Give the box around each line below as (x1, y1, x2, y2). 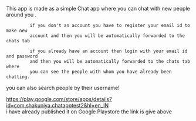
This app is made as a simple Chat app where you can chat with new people (6, 5, 190, 12)
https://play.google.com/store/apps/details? (6, 96, 113, 102)
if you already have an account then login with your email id (29, 48, 188, 54)
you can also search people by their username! (6, 85, 120, 91)
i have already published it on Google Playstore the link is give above (6, 108, 172, 115)
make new (6, 28, 28, 33)
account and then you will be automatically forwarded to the (29, 33, 185, 39)
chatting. (6, 74, 31, 80)
